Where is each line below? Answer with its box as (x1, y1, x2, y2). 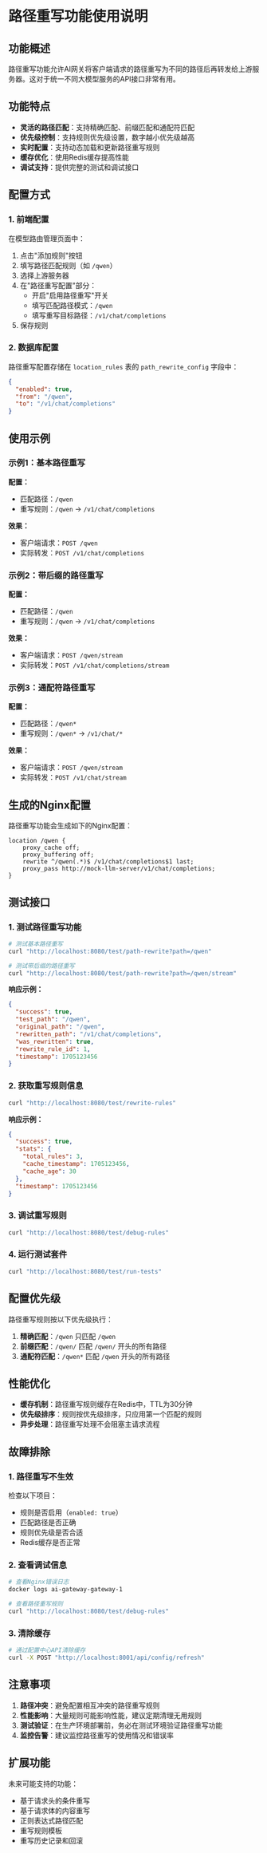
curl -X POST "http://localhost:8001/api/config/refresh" (8, 1653, 205, 1661)
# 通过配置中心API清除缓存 (8, 1646, 86, 1654)
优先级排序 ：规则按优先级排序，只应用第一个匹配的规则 (19, 1409, 202, 1419)
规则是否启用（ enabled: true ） (19, 1507, 123, 1517)
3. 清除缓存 (8, 1627, 51, 1638)
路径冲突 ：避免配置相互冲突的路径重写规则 (19, 1701, 160, 1710)
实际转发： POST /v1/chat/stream (19, 772, 127, 782)
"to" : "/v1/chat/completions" (15, 400, 116, 408)
